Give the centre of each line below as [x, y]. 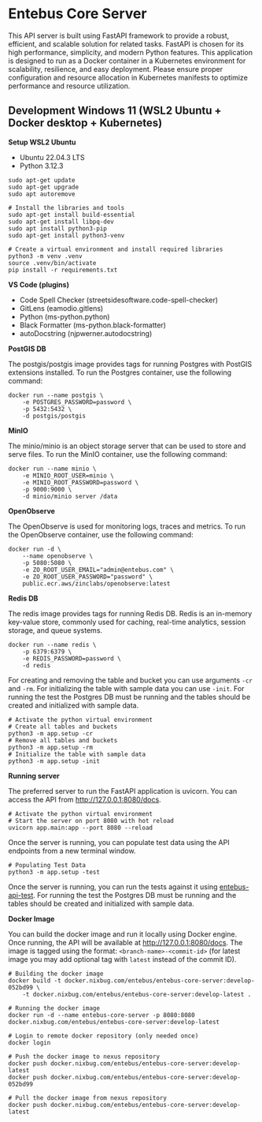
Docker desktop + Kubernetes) [85, 123]
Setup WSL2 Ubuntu [42, 142]
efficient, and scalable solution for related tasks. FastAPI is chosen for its [126, 43]
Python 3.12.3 [41, 166]
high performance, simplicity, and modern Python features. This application [131, 52]
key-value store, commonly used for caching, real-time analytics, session [127, 622]
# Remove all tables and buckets [63, 740]
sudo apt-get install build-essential [72, 215]
